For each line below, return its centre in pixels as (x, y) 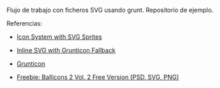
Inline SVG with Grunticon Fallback (66, 50)
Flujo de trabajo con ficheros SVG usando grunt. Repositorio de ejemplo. (110, 10)
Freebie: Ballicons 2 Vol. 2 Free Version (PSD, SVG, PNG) (98, 77)
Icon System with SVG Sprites (59, 37)
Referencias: (25, 23)
